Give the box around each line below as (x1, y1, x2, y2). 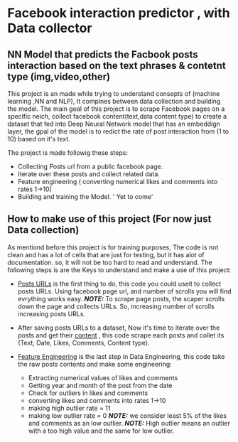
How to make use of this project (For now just (7, 213, 212, 225)
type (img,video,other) (7, 70, 111, 82)
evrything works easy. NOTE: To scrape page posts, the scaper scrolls (17, 294, 225, 303)
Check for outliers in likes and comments (28, 389, 148, 397)
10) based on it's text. (7, 135, 71, 143)
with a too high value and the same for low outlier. (28, 426, 175, 435)
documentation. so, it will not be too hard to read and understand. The (7, 258, 212, 266)
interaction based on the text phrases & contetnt (7, 59, 226, 72)
